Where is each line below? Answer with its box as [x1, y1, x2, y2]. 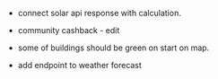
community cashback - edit [17, 25, 120, 35]
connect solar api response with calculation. [17, 8, 181, 18]
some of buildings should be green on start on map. [17, 42, 210, 53]
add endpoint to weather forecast [17, 60, 142, 70]
